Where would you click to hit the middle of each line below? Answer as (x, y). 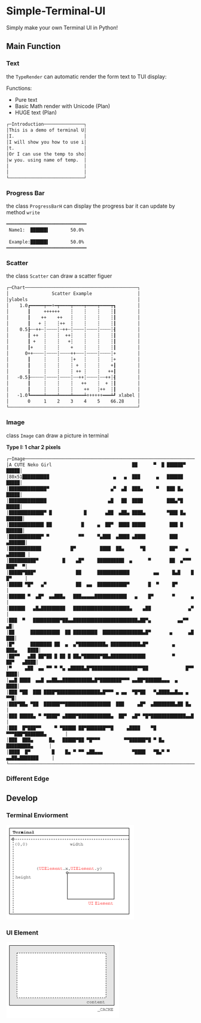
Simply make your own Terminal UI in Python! (62, 28)
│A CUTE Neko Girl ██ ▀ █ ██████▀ (96, 465)
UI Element (22, 933)
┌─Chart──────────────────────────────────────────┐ (73, 288)
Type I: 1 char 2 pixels (33, 447)
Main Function (33, 46)
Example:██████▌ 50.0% (46, 242)
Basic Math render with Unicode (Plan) (63, 106)
